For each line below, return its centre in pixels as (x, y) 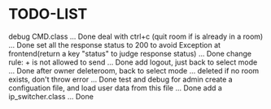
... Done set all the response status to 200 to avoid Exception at (115, 44)
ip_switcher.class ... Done (51, 96)
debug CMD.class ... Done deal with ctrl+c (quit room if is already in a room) (136, 36)
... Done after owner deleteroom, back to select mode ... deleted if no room (134, 70)
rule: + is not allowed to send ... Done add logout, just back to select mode (133, 62)
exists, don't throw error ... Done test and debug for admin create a (121, 79)
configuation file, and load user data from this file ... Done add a (115, 88)
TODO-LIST (48, 14)
